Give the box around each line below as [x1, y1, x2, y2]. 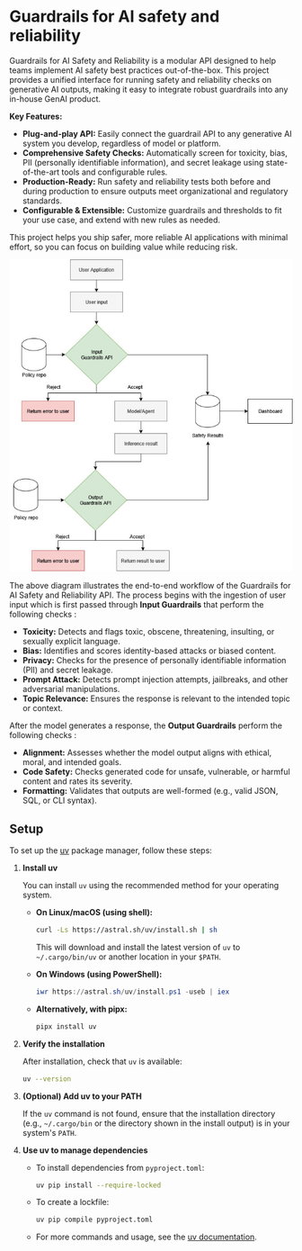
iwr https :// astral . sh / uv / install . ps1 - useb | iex [35, 987, 230, 996]
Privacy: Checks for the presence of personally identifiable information [22, 655, 287, 666]
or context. [22, 703, 63, 714]
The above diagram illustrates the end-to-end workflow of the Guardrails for [9, 580, 291, 591]
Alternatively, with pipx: [35, 1003, 128, 1014]
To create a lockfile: [35, 1197, 110, 1208]
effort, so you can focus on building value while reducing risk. [9, 241, 238, 252]
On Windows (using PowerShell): [35, 968, 163, 979]
